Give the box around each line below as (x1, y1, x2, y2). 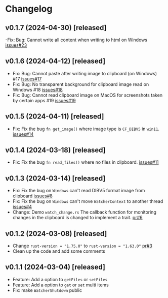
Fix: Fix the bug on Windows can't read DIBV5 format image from (12, 188, 145, 194)
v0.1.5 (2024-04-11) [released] (5, 112, 104, 121)
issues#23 (5, 42, 27, 48)
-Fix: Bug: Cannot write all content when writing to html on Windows (5, 37, 148, 43)
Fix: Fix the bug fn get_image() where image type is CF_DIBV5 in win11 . (12, 126, 159, 132)
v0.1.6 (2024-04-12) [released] (5, 57, 106, 66)
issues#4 (12, 204, 32, 210)
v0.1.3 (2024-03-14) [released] (5, 174, 106, 183)
